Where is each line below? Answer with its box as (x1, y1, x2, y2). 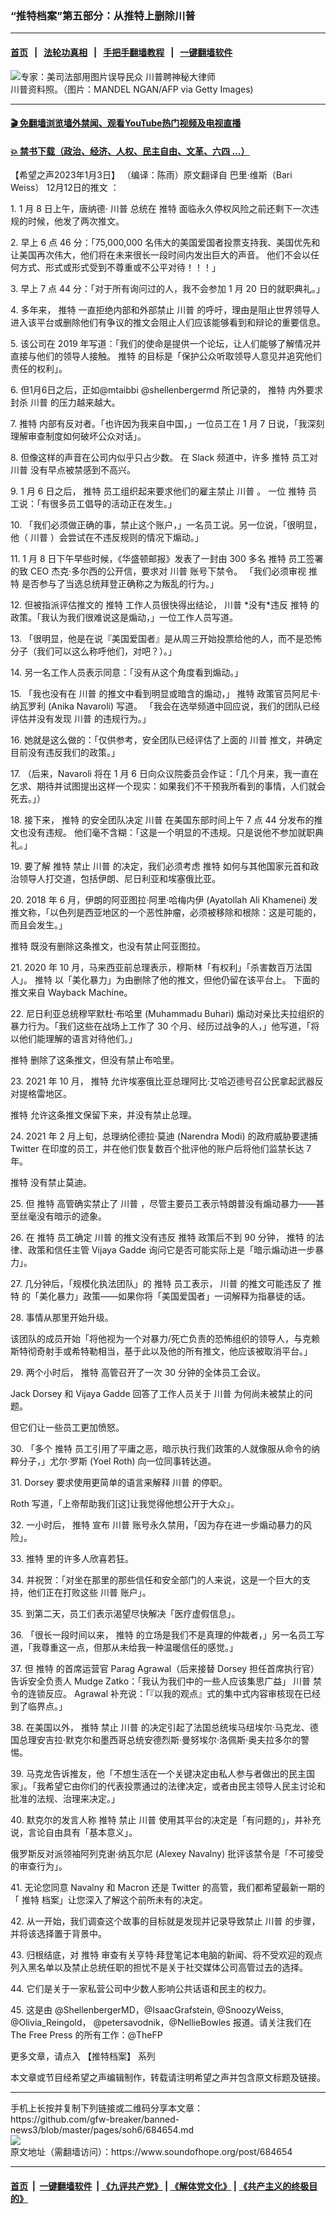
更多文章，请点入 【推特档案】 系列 (10, 2050, 156, 2062)
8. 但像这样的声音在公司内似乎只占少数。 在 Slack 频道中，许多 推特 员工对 (10, 452, 318, 464)
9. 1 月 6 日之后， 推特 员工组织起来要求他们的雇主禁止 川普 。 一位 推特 (10, 485, 307, 497)
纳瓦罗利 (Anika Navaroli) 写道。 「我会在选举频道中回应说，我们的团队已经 (10, 700, 320, 712)
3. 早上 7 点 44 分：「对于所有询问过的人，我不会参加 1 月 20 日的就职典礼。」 (10, 283, 325, 295)
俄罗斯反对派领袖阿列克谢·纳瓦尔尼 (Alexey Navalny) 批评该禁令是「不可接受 (10, 1848, 325, 1860)
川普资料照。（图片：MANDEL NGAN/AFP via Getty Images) (10, 83, 254, 95)
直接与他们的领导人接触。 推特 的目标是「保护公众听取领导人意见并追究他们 (10, 350, 322, 362)
